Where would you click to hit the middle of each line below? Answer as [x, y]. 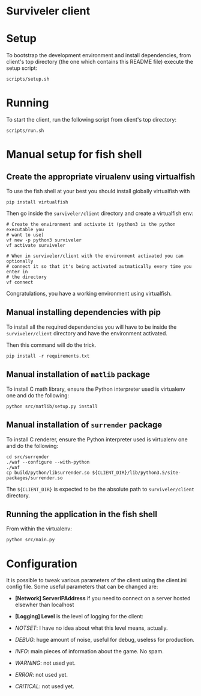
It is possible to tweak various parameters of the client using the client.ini [97, 580]
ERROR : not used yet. [41, 675]
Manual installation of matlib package [78, 374]
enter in [17, 272]
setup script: [22, 68]
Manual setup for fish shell [74, 154]
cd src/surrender [28, 457]
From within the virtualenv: [39, 529]
